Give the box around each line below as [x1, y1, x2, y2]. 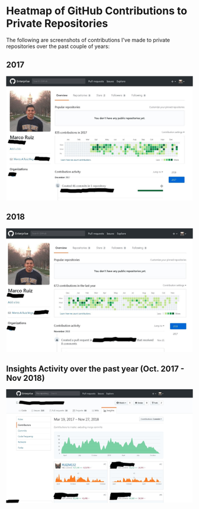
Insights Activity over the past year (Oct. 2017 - [6, 364, 185, 374]
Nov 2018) [6, 373, 46, 383]
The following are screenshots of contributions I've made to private [6, 36, 171, 43]
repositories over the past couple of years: [6, 43, 110, 50]
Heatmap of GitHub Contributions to [6, 4, 188, 18]
